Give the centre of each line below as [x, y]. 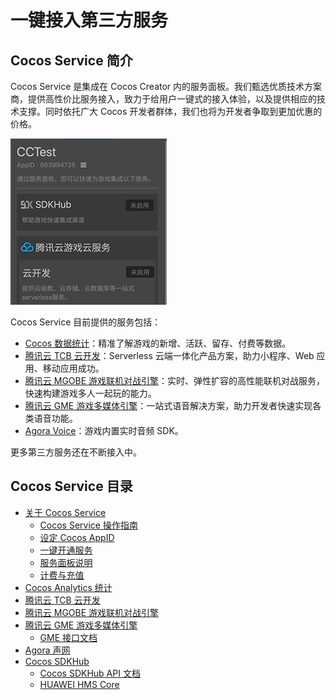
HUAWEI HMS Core [79, 684]
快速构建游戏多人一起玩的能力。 [90, 393]
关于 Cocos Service [65, 512]
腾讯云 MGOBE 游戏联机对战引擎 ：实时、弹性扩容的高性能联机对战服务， [175, 380]
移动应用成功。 [73, 368]
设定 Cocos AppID [77, 537]
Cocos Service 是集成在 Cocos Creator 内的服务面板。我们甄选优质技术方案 [166, 86]
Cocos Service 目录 [71, 486]
